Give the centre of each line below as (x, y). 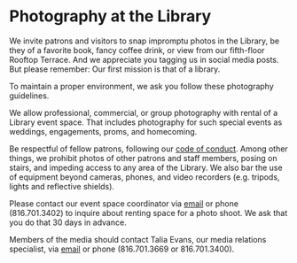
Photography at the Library (110, 16)
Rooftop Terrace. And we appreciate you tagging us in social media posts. (144, 59)
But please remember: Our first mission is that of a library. (115, 69)
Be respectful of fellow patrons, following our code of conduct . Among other (148, 149)
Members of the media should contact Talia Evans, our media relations (138, 239)
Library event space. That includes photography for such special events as (146, 122)
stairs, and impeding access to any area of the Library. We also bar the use (146, 167)
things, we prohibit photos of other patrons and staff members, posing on (143, 158)
